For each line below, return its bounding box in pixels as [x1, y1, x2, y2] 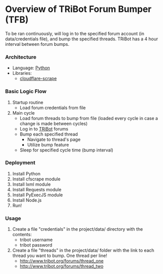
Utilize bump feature [27, 141, 69, 147]
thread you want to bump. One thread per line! [12, 253, 107, 259]
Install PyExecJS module [12, 192, 63, 198]
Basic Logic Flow [5, 88, 47, 95]
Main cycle [12, 110, 35, 116]
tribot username [19, 237, 53, 243]
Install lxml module [12, 181, 51, 187]
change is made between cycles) [19, 121, 88, 127]
